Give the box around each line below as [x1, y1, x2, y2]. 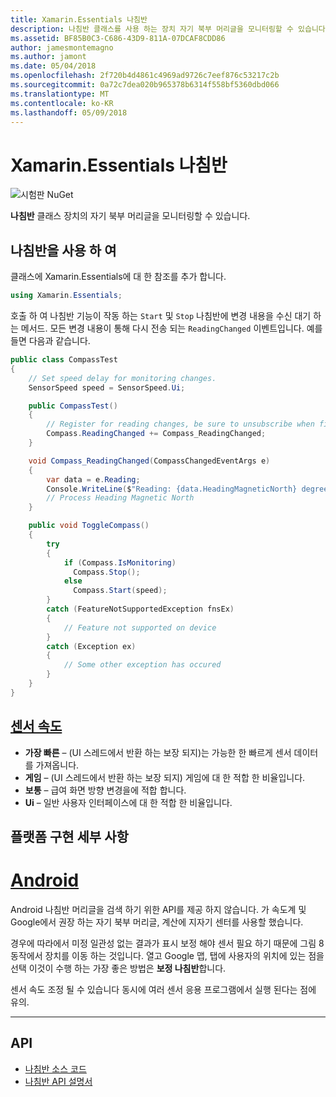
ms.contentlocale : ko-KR [10, 98, 114, 108]
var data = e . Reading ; [46, 474, 141, 485]
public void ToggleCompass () [28, 521, 150, 531]
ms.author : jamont [10, 52, 87, 62]
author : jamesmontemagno [10, 42, 114, 53]
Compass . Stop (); [73, 567, 141, 577]
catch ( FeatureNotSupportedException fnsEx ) [46, 604, 235, 614]
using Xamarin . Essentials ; [10, 291, 123, 301]
